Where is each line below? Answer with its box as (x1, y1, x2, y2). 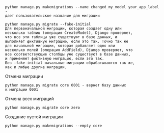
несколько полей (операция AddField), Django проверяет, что (5, 48, 133, 53)
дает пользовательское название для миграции (5, 13, 100, 18)
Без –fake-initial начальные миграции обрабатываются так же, (5, 60, 135, 65)
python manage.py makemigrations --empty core (5, 123, 102, 128)
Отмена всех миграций (5, 96, 54, 102)
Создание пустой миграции (5, 114, 63, 120)
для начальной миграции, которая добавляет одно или (5, 43, 115, 48)
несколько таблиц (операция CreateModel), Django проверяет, (5, 30, 133, 35)
